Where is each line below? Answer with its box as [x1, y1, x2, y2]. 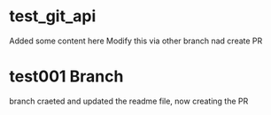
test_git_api [9, 6, 97, 27]
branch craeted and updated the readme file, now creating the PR [9, 96, 249, 106]
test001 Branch [9, 66, 124, 87]
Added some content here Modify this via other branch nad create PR [9, 35, 263, 46]
